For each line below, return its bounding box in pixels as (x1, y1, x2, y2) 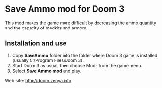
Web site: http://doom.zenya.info (5, 77, 72, 83)
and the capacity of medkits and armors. (5, 25, 88, 30)
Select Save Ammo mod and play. (12, 68, 82, 74)
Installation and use (5, 39, 67, 48)
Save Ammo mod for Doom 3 (5, 3, 125, 15)
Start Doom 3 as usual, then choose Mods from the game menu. (12, 62, 143, 68)
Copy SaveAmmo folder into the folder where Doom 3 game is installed (12, 52, 158, 58)
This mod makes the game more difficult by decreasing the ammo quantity (5, 20, 157, 26)
